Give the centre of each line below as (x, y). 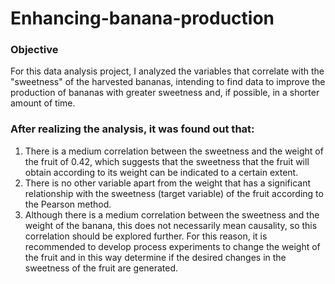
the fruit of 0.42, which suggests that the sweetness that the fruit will (167, 161)
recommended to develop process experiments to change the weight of (172, 246)
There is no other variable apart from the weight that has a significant (168, 183)
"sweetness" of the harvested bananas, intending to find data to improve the (168, 82)
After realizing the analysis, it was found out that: (132, 129)
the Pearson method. (68, 204)
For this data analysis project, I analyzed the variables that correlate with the (167, 71)
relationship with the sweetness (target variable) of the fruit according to (174, 193)
